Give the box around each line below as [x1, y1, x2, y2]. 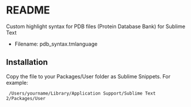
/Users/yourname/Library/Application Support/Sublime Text [8, 90, 156, 96]
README [6, 4, 50, 17]
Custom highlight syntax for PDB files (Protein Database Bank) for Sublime [6, 23, 186, 30]
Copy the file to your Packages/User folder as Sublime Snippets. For [6, 73, 171, 80]
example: [6, 79, 28, 86]
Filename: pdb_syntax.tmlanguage [14, 40, 98, 47]
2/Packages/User [6, 95, 46, 101]
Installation [6, 57, 48, 67]
